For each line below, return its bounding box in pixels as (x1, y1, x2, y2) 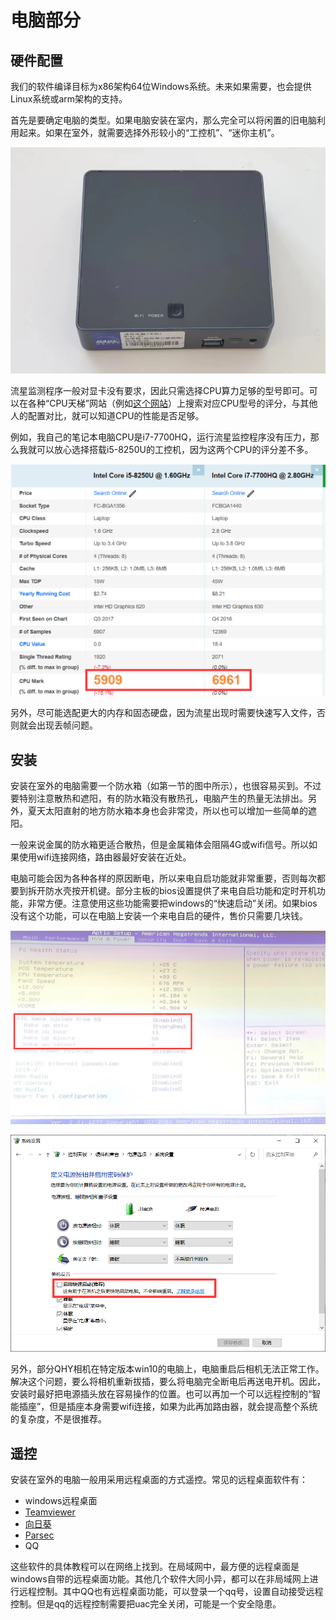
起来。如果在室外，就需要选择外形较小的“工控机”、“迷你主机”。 (18, 127, 280, 138)
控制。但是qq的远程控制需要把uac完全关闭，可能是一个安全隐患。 (10, 1598, 282, 1610)
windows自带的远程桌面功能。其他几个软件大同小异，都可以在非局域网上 (10, 1573, 310, 1585)
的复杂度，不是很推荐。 (10, 1413, 107, 1425)
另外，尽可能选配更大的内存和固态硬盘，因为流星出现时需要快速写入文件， (10, 707, 317, 719)
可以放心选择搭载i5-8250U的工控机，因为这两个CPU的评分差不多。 (36, 443, 314, 455)
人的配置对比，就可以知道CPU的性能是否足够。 (10, 409, 205, 421)
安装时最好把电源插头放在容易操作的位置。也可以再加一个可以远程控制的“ (10, 1388, 313, 1400)
